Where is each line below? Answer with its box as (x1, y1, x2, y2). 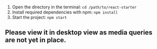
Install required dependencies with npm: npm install (12, 9, 118, 15)
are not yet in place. (5, 36, 67, 44)
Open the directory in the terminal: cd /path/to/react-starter (12, 4, 137, 10)
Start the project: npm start (12, 15, 67, 20)
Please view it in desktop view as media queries (5, 29, 153, 37)
